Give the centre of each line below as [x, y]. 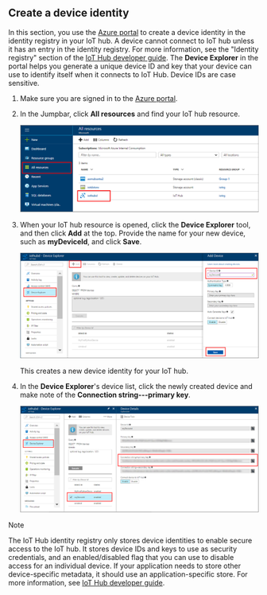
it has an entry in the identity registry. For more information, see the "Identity [133, 49]
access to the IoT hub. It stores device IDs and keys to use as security [123, 549]
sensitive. [24, 83]
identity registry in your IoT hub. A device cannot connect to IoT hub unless [131, 41]
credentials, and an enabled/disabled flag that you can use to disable [121, 558]
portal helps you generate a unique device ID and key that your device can [130, 66]
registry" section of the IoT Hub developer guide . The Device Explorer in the [133, 57]
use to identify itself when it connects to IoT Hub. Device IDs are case [122, 74]
